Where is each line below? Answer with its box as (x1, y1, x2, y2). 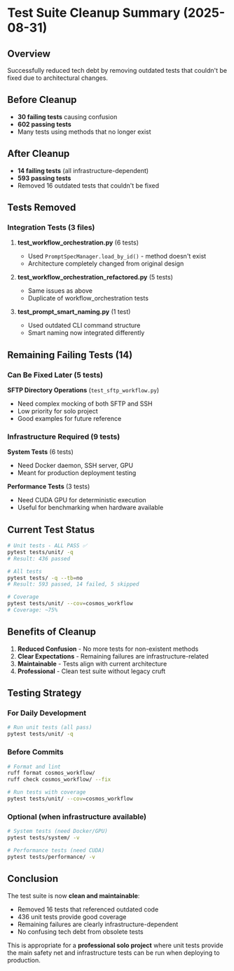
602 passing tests (17, 120, 71, 128)
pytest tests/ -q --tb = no (7, 574, 83, 581)
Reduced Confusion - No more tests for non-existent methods (17, 645, 199, 653)
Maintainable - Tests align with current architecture (17, 659, 167, 668)
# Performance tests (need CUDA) (7, 846, 105, 854)
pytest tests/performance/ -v (7, 853, 96, 860)
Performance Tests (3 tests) (7, 482, 90, 491)
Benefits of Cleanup (7, 626, 97, 638)
